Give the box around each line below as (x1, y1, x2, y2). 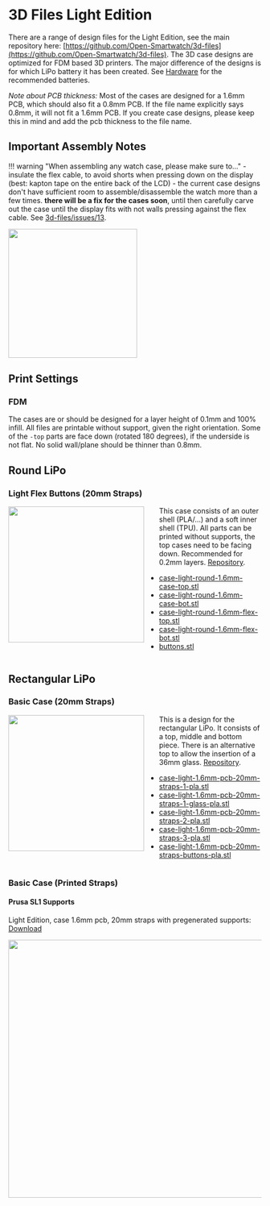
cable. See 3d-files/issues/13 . (8, 212, 107, 222)
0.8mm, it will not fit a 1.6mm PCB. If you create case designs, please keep (8, 107, 255, 118)
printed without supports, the (159, 532, 256, 542)
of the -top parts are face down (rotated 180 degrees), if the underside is (8, 431, 250, 441)
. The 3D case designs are (166, 49, 254, 59)
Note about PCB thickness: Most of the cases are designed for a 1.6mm (8, 90, 245, 100)
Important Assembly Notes (8, 139, 146, 154)
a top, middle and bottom (159, 731, 243, 741)
